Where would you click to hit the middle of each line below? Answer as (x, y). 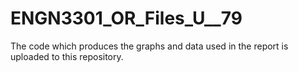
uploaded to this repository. (67, 56)
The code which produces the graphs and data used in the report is (149, 46)
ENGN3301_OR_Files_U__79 (126, 18)
